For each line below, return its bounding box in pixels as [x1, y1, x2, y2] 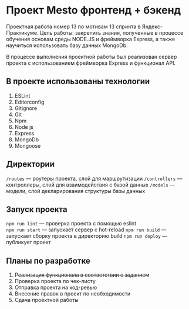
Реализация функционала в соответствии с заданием [14, 271, 150, 278]
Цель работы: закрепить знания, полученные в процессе [39, 29, 184, 36]
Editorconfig [14, 98, 45, 105]
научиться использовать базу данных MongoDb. [6, 42, 128, 49]
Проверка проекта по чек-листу [14, 278, 96, 285]
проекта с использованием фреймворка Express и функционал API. [6, 59, 176, 67]
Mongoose [14, 142, 41, 149]
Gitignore [14, 104, 38, 112]
